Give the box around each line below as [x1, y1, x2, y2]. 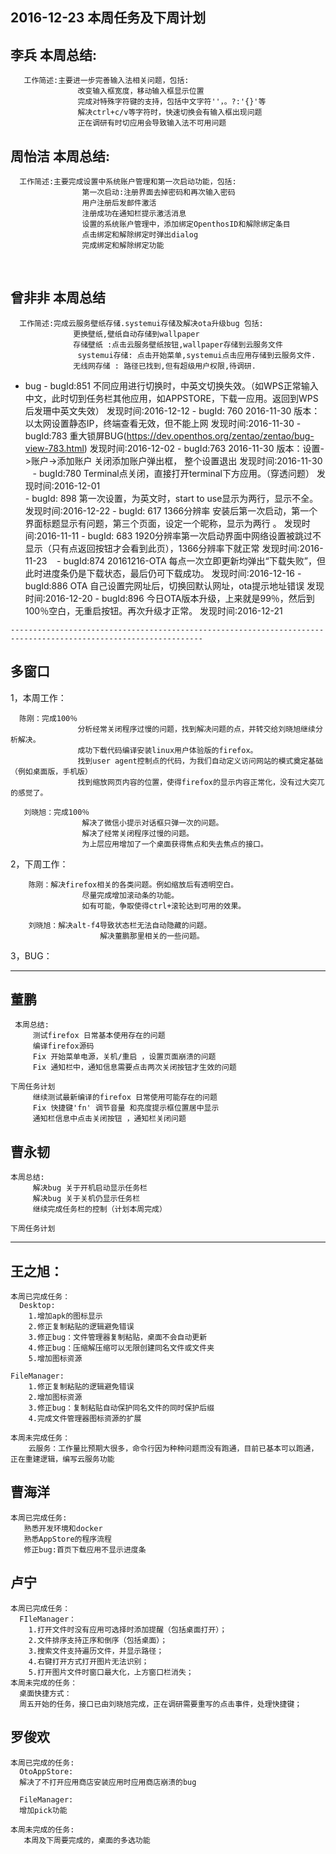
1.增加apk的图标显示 [28, 1311, 103, 1322]
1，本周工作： [10, 691, 67, 703]
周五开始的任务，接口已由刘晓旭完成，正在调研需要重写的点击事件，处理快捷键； [19, 1699, 303, 1709]
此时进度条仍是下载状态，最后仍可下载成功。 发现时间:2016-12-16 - [24, 567, 302, 579]
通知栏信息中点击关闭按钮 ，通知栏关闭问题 [32, 1114, 187, 1124]
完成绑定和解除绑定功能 [81, 241, 165, 251]
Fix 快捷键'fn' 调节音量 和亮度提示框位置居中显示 [32, 1103, 220, 1113]
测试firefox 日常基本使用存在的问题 [32, 1031, 166, 1041]
